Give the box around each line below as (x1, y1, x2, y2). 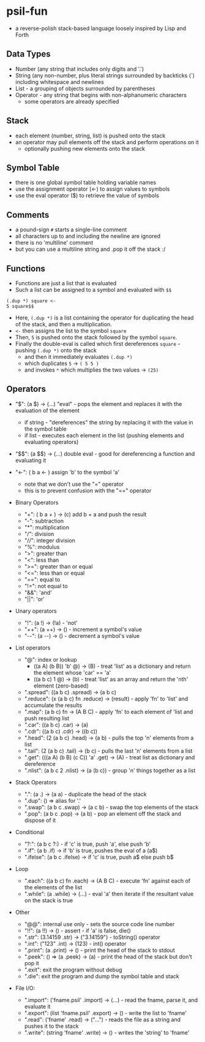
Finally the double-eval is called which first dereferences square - (15, 340, 181, 347)
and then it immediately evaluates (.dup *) (24, 353, 133, 360)
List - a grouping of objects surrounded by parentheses (15, 85, 155, 92)
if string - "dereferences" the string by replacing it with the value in (24, 418, 194, 426)
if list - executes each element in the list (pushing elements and (24, 431, 184, 439)
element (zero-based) (33, 682, 89, 689)
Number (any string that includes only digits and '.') (15, 65, 144, 72)
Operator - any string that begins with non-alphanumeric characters (15, 91, 187, 99)
